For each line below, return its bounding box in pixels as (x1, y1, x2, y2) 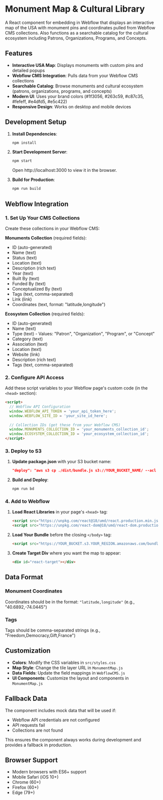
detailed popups (12, 67, 45, 73)
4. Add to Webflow (5, 498, 50, 505)
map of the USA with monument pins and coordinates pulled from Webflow (5, 24, 156, 30)
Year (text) (12, 270, 34, 276)
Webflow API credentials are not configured (12, 717, 100, 723)
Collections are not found (12, 727, 63, 733)
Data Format (5, 573, 43, 581)
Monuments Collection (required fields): (5, 235, 87, 241)
